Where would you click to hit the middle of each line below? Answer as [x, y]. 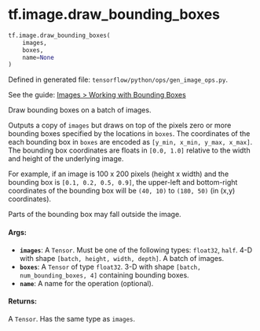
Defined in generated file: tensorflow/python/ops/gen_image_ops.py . [118, 79]
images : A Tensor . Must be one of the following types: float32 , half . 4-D [136, 250]
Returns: [23, 301]
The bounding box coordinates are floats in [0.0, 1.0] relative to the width [129, 150]
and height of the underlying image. [66, 159]
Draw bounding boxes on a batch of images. [80, 110]
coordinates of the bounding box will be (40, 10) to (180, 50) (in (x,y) [122, 191]
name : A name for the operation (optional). [86, 283]
